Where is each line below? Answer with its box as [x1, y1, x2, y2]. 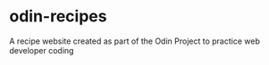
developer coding [9, 45, 74, 55]
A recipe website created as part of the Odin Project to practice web [9, 36, 261, 46]
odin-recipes [9, 6, 107, 27]
